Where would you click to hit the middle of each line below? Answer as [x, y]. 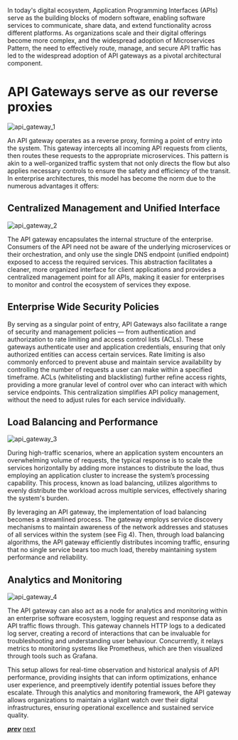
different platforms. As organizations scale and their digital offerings [107, 33]
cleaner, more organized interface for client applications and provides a [112, 269]
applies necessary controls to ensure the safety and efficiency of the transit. [119, 171]
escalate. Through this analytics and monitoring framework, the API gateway [119, 692]
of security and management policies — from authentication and [102, 332]
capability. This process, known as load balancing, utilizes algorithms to [113, 483]
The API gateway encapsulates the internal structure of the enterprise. [110, 239]
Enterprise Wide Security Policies [83, 307]
